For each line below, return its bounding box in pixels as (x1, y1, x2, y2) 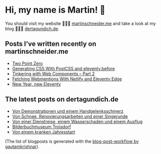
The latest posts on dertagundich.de (5, 95, 119, 104)
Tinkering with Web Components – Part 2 (12, 71, 95, 77)
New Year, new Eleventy (12, 81, 61, 87)
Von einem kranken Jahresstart (12, 129, 76, 135)
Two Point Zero (12, 60, 43, 66)
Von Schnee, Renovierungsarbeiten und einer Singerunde (12, 113, 128, 119)
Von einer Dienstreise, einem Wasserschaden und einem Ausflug (12, 118, 143, 124)
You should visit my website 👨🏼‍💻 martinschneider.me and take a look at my (5, 20, 156, 26)
